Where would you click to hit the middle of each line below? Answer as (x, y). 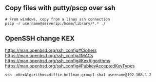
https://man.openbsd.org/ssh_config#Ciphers (51, 50)
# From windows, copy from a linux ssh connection (58, 19)
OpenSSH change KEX (40, 39)
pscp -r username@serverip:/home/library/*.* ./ (55, 23)
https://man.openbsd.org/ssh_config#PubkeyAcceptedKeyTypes (70, 66)
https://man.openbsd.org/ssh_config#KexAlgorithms (58, 61)
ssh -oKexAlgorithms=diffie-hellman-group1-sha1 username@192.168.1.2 (78, 75)
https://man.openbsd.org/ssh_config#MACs (49, 55)
